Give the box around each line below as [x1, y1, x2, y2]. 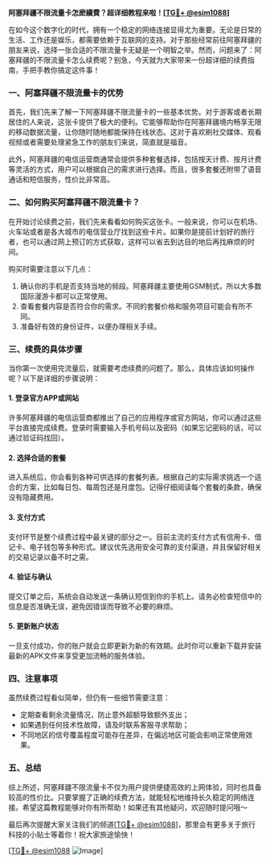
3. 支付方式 [8, 512, 46, 522]
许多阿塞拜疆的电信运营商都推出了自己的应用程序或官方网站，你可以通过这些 [8, 413, 262, 422]
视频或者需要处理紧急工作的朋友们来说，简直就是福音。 [8, 137, 191, 147]
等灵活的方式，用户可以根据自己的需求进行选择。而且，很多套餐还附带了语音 [8, 164, 262, 174]
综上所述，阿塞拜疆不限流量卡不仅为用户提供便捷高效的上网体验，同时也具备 [8, 782, 262, 792]
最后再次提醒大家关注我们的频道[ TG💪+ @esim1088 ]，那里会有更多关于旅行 [8, 819, 256, 829]
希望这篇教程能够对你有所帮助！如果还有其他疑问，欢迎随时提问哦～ [22, 802, 247, 812]
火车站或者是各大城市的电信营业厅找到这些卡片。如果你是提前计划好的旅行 [8, 226, 255, 236]
